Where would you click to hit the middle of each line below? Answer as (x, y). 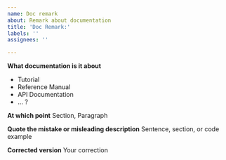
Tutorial (28, 80)
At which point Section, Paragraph (58, 116)
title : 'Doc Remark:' (39, 27)
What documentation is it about (54, 66)
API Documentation (45, 95)
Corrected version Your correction (58, 150)
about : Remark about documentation (59, 20)
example (20, 137)
